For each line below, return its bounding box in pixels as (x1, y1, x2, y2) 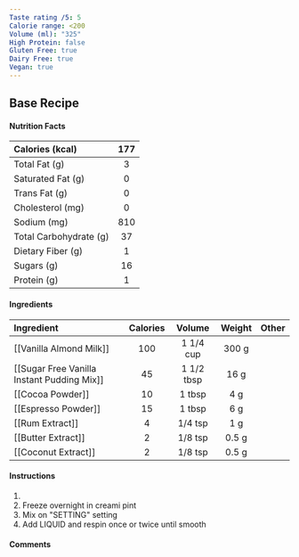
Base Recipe (9, 95, 80, 111)
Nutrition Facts (9, 120, 66, 131)
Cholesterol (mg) (13, 201, 85, 214)
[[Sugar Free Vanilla (13, 362, 97, 374)
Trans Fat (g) (13, 187, 69, 200)
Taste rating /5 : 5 (9, 12, 82, 22)
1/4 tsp (177, 416, 209, 429)
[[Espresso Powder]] (13, 402, 101, 414)
